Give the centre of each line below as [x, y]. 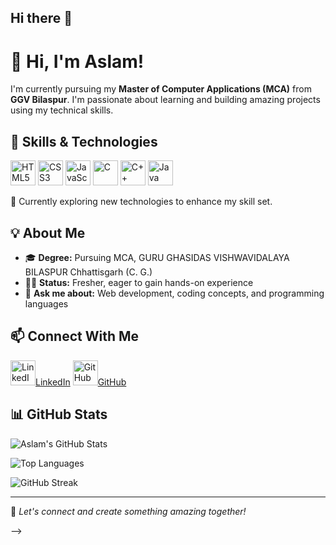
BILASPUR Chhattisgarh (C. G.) [88, 272]
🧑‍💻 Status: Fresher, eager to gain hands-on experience [139, 282]
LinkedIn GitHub [81, 382]
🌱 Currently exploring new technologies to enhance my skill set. [141, 202]
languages [46, 303]
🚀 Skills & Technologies [84, 141]
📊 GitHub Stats [59, 414]
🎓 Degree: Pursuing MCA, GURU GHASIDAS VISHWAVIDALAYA [157, 257]
